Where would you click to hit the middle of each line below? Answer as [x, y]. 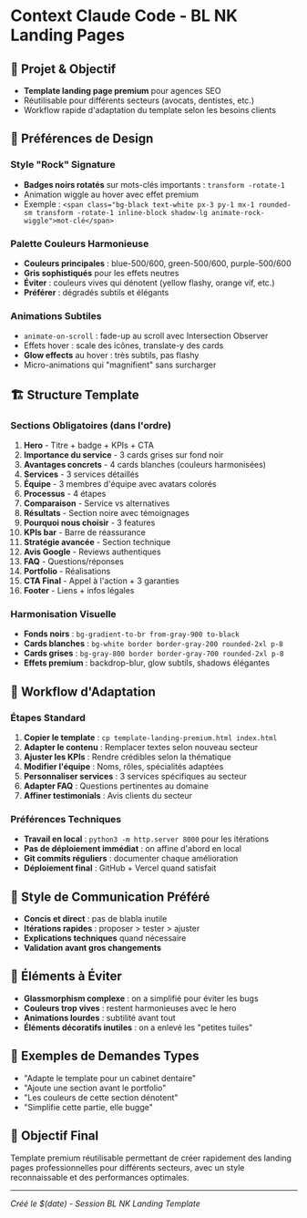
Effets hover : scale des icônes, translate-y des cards [123, 346]
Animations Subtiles [56, 315]
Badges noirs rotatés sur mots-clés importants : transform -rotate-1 [154, 184]
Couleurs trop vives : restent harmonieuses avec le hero [130, 1007]
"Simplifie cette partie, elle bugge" [88, 1107]
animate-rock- [238, 212]
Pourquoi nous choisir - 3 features [89, 522]
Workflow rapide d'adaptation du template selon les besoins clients [150, 110]
